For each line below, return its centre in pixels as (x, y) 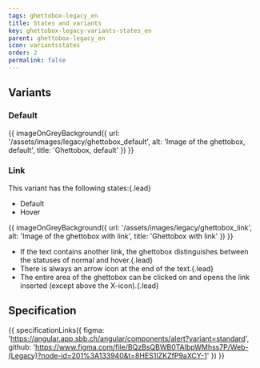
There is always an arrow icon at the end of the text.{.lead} (117, 268)
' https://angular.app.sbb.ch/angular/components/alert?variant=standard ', (129, 338)
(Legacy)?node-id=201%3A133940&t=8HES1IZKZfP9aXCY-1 (108, 355)
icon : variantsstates (44, 46)
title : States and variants (55, 23)
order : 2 (23, 53)
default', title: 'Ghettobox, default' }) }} (71, 150)
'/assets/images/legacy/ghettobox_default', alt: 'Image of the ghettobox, (127, 142)
